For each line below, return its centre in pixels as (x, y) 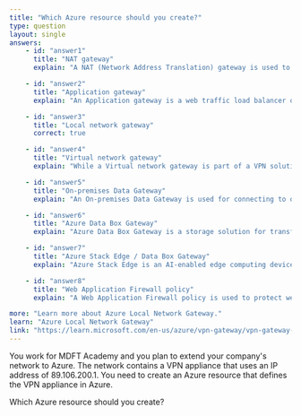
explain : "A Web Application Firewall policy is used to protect (157, 298)
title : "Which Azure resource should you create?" (106, 17)
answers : (26, 43)
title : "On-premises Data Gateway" (99, 191)
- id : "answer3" (56, 117)
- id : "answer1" (56, 51)
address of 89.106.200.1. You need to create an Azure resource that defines (148, 375)
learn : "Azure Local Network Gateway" (82, 322)
